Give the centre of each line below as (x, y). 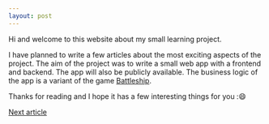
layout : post (30, 16)
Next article (28, 112)
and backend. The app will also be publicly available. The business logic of (133, 72)
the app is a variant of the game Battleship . (80, 80)
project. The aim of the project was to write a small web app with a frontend (135, 63)
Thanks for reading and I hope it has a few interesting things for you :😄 (127, 96)
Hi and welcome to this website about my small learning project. (115, 39)
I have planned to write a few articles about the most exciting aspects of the (135, 54)
